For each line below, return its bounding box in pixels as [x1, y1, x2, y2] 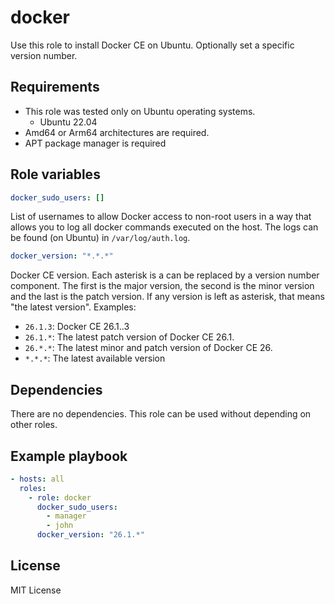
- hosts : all [10, 474, 65, 484]
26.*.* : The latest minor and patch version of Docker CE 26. [24, 342, 273, 354]
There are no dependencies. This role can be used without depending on [10, 408, 312, 420]
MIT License [10, 584, 62, 596]
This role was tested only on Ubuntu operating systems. [24, 105, 256, 117]
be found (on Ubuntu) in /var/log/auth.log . [10, 232, 191, 244]
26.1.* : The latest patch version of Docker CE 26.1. [24, 331, 235, 343]
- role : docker [28, 492, 92, 503]
